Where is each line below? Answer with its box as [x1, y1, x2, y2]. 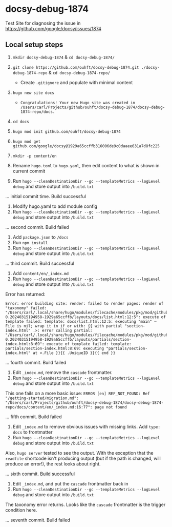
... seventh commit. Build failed [5, 517, 71, 523]
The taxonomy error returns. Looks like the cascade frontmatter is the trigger [5, 501, 166, 508]
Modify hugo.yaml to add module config [12, 203, 98, 209]
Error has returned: [5, 291, 46, 297]
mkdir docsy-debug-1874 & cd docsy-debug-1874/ [12, 54, 115, 60]
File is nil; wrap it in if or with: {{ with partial [5, 323, 123, 328]
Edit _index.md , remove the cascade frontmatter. [12, 369, 113, 375]
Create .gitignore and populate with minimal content [20, 79, 133, 85]
